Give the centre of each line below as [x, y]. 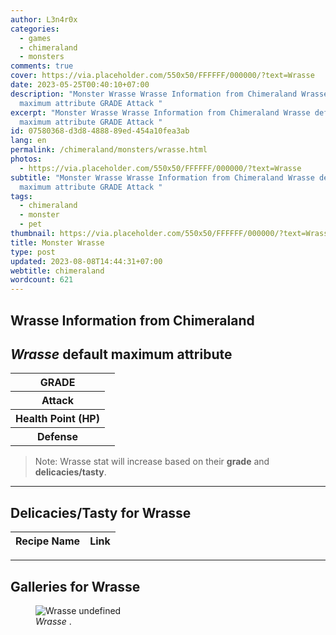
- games [35, 38]
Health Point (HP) [57, 419]
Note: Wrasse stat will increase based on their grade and [152, 462]
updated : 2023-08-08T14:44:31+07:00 [86, 261]
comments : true [42, 66]
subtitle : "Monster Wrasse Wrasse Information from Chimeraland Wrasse [162, 177]
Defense [57, 437]
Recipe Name [48, 541]
